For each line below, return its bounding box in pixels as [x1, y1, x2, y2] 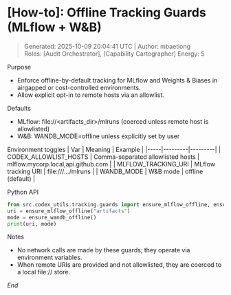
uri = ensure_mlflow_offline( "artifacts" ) [7, 208, 131, 215]
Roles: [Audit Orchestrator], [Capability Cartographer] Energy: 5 [23, 50, 205, 58]
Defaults [7, 104, 31, 112]
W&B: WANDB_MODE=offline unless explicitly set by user [16, 132, 180, 140]
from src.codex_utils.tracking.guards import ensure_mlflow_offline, [7, 201, 211, 208]
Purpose [7, 63, 32, 71]
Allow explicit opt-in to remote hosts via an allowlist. [16, 91, 164, 99]
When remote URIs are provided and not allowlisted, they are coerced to [16, 261, 222, 269]
